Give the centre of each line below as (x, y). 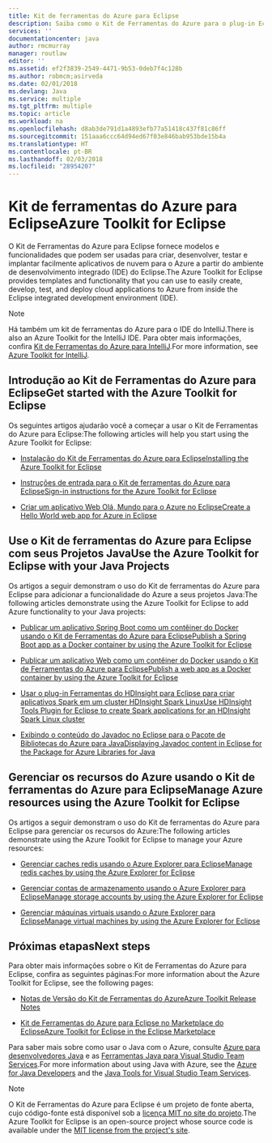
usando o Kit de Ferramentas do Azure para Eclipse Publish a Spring (133, 636)
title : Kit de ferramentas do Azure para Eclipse (94, 16)
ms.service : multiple (45, 99)
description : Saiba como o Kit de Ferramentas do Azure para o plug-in (132, 23)
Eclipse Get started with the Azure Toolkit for (123, 393)
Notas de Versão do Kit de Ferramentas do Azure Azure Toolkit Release (138, 999)
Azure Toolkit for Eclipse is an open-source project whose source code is (131, 1122)
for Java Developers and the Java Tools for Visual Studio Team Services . (130, 1073)
